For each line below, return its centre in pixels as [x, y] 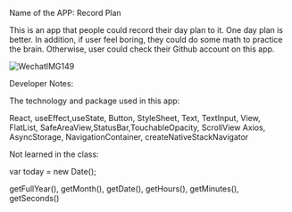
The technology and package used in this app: [95, 101]
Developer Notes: [42, 83]
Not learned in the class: [54, 154]
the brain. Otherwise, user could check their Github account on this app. [142, 49]
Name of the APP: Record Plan [66, 13]
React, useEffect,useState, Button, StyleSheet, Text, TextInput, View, [135, 118]
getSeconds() [34, 198]
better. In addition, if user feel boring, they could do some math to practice [146, 40]
